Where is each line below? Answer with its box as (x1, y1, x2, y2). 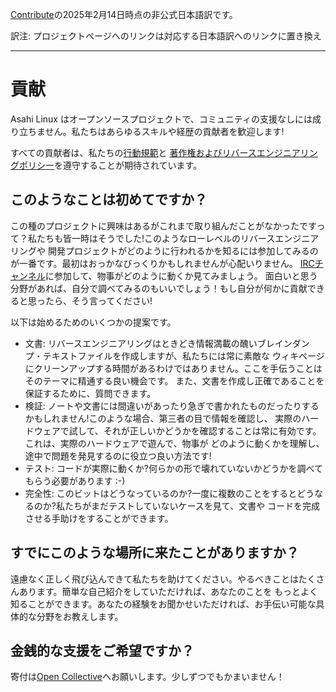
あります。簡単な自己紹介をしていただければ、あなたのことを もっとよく (18, 585, 319, 597)
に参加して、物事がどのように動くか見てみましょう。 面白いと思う (44, 269, 318, 282)
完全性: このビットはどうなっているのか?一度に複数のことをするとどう (24, 487, 315, 499)
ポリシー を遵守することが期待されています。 (18, 159, 203, 171)
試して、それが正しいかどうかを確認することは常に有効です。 (68, 424, 322, 437)
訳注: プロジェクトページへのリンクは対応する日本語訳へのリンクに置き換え (10, 30, 322, 42)
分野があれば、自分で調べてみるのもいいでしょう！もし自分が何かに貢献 (10, 282, 308, 294)
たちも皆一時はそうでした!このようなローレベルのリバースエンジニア (36, 232, 320, 244)
